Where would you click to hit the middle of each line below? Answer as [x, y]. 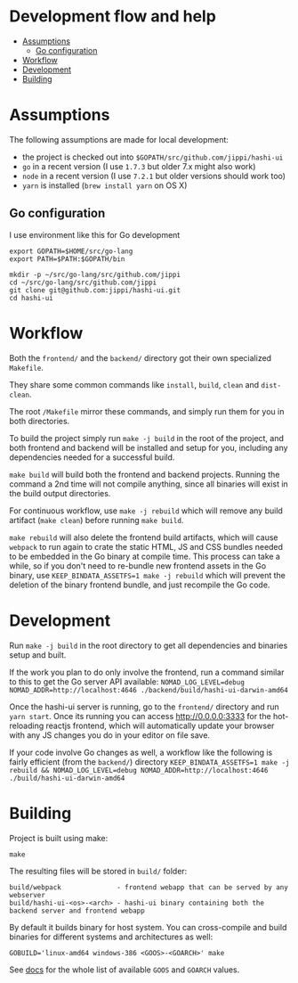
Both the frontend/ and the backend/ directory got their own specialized [141, 357]
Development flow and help [113, 16]
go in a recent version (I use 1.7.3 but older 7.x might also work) [139, 166]
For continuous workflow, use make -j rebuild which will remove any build [146, 511]
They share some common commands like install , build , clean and [134, 384]
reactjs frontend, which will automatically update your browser [160, 725]
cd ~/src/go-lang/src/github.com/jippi [83, 283]
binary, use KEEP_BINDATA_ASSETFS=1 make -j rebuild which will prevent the [148, 575]
